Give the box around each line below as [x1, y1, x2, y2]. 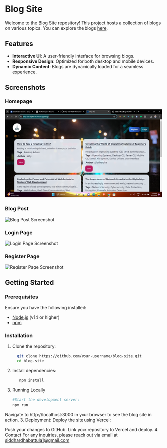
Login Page [5, 229, 33, 236]
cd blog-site [17, 359, 44, 364]
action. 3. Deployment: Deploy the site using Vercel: [5, 417, 111, 423]
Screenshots [5, 83, 46, 91]
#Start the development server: [12, 397, 80, 402]
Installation [5, 332, 33, 339]
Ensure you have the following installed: [5, 305, 87, 311]
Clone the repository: [12, 343, 56, 349]
